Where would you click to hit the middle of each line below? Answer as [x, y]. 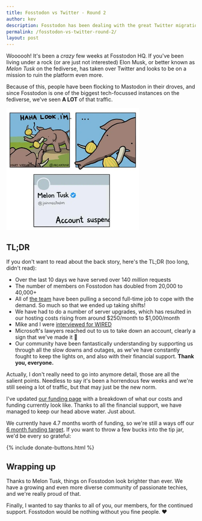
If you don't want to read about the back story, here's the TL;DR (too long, [98, 262]
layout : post [23, 38]
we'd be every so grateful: [39, 436]
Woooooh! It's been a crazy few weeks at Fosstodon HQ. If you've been [95, 56]
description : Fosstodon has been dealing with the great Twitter [90, 25]
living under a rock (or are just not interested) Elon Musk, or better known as [101, 62]
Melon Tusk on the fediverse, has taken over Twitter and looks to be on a [96, 69]
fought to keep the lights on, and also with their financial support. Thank [104, 356]
